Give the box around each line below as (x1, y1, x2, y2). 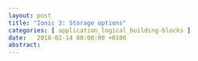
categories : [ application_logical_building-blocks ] (8, 26, 192, 34)
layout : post (8, 11, 52, 20)
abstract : (8, 41, 42, 49)
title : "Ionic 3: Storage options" (8, 19, 127, 27)
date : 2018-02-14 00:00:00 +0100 (8, 33, 127, 42)
